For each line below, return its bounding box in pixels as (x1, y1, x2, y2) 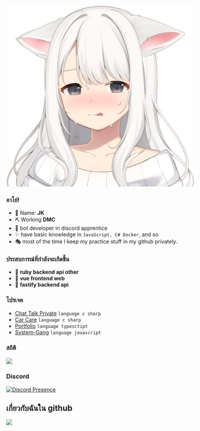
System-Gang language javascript (14, 329, 101, 336)
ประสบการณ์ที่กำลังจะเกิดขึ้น (6, 255, 70, 264)
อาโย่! (6, 196, 20, 204)
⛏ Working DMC (14, 216, 55, 223)
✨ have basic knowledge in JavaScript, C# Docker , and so (14, 231, 159, 238)
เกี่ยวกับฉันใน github (6, 403, 73, 413)
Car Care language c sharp (14, 316, 82, 323)
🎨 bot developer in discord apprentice (14, 224, 108, 232)
